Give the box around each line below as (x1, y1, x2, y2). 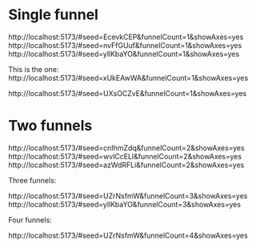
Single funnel (8, 6, 98, 24)
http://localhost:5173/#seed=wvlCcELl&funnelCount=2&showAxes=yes (8, 151, 242, 161)
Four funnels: (8, 214, 52, 225)
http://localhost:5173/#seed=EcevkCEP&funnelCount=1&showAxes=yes (8, 32, 244, 42)
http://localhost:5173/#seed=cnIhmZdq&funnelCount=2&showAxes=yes (8, 142, 246, 153)
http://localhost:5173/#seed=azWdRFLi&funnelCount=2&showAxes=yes (8, 160, 245, 170)
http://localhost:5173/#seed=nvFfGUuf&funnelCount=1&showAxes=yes (8, 40, 242, 50)
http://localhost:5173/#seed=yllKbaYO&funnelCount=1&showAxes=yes (8, 49, 240, 58)
